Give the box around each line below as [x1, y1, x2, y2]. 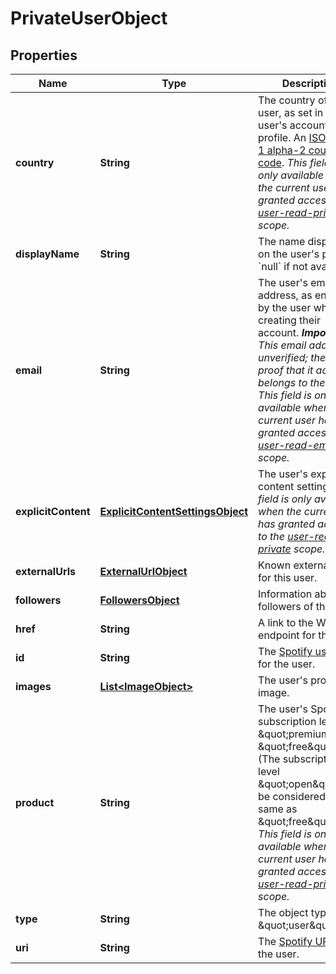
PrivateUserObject [10, 7, 168, 30]
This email [258, 338, 307, 352]
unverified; [258, 351, 308, 364]
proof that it [258, 363, 314, 377]
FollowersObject [99, 593, 180, 607]
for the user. [258, 657, 316, 671]
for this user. [258, 571, 318, 584]
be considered [258, 790, 326, 803]
